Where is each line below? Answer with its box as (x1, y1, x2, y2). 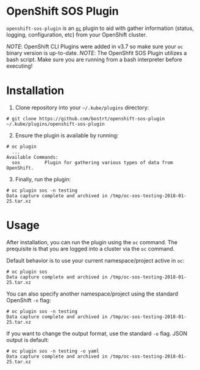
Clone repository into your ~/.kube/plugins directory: (15, 104, 149, 111)
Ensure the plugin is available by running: (15, 131, 119, 139)
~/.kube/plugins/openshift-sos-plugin (6, 121, 105, 127)
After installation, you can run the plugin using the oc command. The (6, 238, 178, 245)
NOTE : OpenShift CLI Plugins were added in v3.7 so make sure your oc (6, 43, 184, 50)
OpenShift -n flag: (6, 296, 51, 303)
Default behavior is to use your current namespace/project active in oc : (6, 256, 185, 264)
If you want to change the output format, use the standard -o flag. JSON (6, 330, 188, 337)
